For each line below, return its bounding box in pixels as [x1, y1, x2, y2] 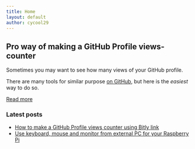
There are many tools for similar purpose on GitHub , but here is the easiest [6, 78, 188, 85]
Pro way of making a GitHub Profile [6, 41, 137, 51]
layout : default [6, 14, 46, 20]
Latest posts [6, 111, 43, 119]
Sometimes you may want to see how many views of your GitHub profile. [6, 66, 183, 74]
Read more [6, 96, 33, 103]
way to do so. [6, 84, 40, 92]
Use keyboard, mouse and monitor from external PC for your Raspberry [14, 130, 189, 137]
